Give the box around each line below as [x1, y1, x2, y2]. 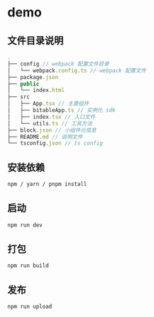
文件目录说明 [7, 34, 64, 46]
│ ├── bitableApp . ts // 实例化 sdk [7, 107, 116, 114]
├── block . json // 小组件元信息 [7, 126, 97, 134]
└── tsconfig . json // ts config [7, 140, 103, 147]
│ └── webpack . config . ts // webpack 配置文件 [7, 67, 147, 74]
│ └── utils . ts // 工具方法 [7, 120, 92, 127]
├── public [7, 80, 40, 88]
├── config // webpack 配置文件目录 [7, 60, 109, 68]
